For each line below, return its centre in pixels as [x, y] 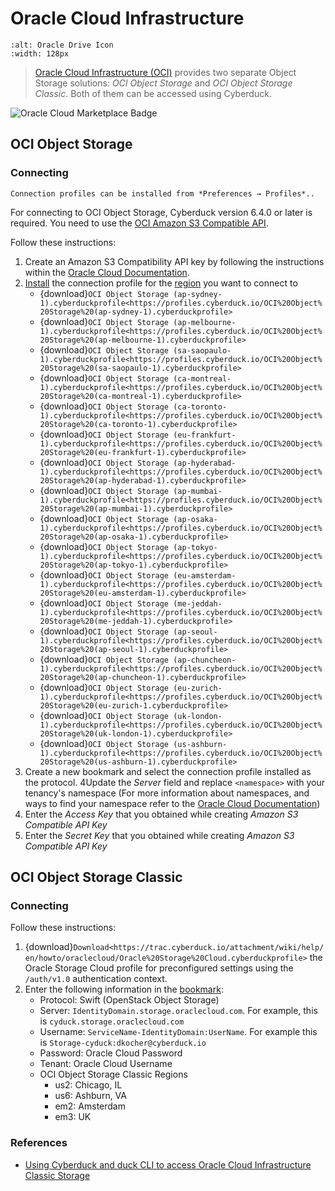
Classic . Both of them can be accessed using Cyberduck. [153, 93]
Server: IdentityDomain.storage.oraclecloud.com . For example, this [178, 1011]
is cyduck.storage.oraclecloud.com [112, 1021]
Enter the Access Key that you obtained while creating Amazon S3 [161, 814]
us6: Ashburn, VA [90, 1096]
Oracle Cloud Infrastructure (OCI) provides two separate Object [165, 72]
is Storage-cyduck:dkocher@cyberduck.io [123, 1043]
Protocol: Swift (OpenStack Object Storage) [129, 1000]
